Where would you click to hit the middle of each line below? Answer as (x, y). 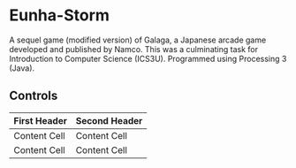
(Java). (22, 68)
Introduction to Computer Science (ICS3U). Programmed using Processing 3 (148, 58)
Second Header (109, 120)
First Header (41, 120)
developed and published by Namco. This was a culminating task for (134, 49)
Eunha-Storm (60, 15)
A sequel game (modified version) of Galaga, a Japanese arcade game (138, 40)
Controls (34, 96)
